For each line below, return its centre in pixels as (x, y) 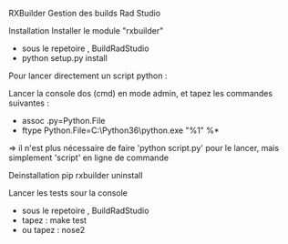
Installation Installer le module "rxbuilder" (86, 30)
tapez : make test (54, 220)
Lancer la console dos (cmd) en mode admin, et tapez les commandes (141, 93)
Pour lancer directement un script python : (88, 76)
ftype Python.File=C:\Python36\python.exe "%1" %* (120, 130)
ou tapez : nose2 (53, 230)
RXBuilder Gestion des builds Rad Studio (85, 13)
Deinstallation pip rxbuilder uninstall (76, 175)
